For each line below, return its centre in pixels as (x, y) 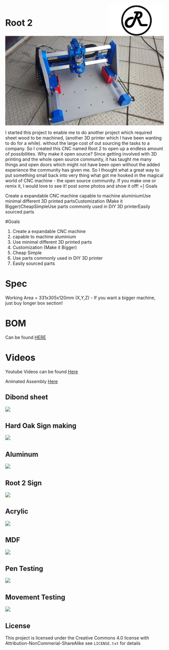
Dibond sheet (27, 397)
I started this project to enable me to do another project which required (79, 132)
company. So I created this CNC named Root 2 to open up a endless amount (84, 149)
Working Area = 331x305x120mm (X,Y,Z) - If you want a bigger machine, (80, 298)
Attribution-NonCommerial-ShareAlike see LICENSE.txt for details (73, 643)
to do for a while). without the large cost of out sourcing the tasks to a (77, 143)
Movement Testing (35, 597)
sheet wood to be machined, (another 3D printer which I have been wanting (83, 137)
